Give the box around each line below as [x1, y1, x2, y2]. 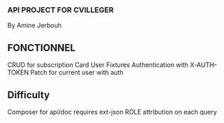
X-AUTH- [189, 60, 218, 69]
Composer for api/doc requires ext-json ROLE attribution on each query [7, 107, 218, 116]
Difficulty [7, 89, 50, 101]
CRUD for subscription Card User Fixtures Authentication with [7, 60, 188, 69]
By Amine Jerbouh [7, 21, 62, 30]
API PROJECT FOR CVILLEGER [7, 5, 114, 15]
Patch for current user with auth [30, 68, 124, 77]
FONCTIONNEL [7, 41, 76, 54]
